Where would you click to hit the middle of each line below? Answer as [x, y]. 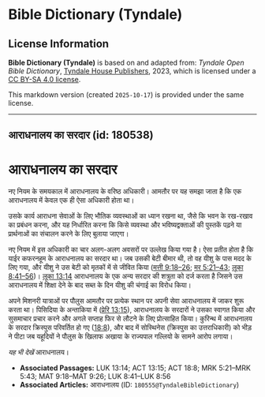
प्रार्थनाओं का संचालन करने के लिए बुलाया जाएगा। [69, 234]
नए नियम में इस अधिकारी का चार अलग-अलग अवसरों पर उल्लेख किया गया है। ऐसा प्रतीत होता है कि [131, 249]
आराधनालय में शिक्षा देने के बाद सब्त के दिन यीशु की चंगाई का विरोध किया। [100, 285]
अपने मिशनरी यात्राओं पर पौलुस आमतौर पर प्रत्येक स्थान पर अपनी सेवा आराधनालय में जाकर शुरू [126, 301]
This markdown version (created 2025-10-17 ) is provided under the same [126, 95]
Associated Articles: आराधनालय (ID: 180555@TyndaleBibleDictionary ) [129, 385]
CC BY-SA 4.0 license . [45, 79]
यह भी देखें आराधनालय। [39, 352]
